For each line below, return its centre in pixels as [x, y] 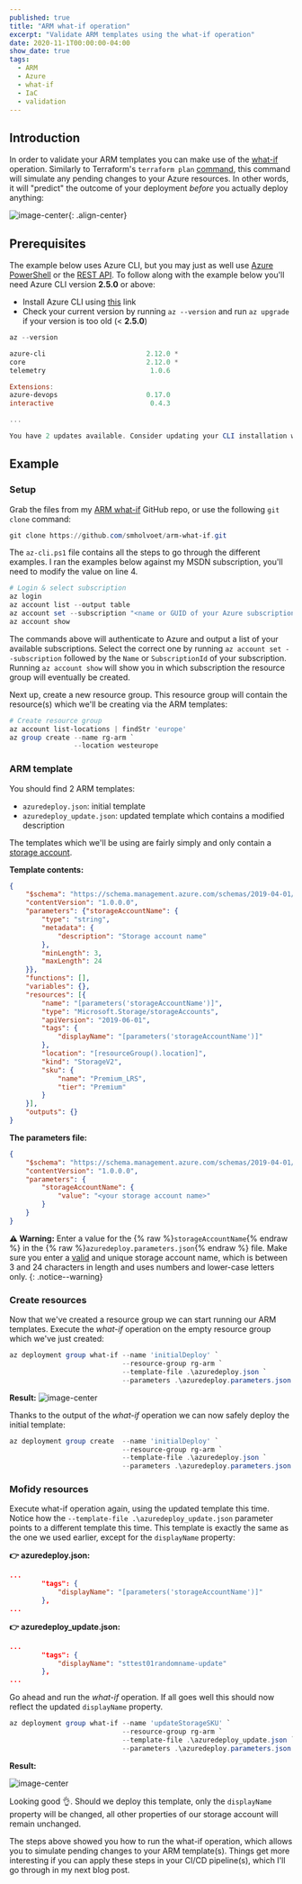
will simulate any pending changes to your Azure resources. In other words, [149, 179]
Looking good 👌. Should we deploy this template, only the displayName [141, 1801]
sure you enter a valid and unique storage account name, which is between [148, 1257]
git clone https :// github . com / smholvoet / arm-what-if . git [118, 535]
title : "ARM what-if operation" [70, 26]
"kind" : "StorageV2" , [82, 1062]
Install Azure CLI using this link [79, 302]
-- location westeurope [116, 746]
